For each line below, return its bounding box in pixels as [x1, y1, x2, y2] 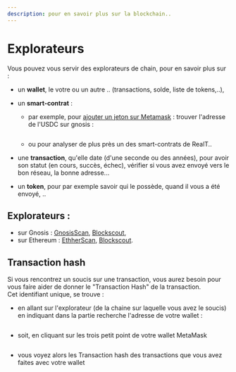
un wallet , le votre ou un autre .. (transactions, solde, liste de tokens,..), [17, 85, 225, 94]
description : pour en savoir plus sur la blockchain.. [7, 10, 172, 18]
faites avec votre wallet [17, 359, 85, 367]
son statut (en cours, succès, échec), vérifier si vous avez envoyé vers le [17, 161, 230, 169]
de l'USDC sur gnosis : [27, 120, 94, 128]
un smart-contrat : [17, 99, 73, 107]
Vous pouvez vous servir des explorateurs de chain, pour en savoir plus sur [7, 64, 227, 73]
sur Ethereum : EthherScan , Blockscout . [17, 236, 134, 244]
